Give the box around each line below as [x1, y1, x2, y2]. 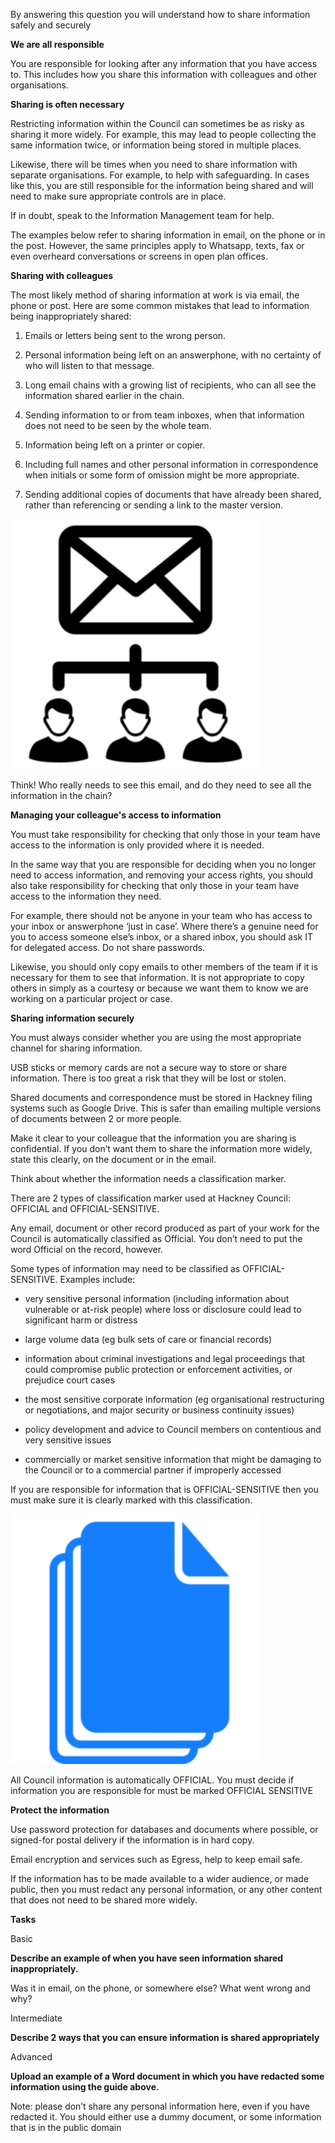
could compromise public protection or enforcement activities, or [24, 1364, 293, 1375]
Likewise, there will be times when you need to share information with [10, 159, 298, 170]
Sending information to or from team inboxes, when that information [24, 409, 305, 421]
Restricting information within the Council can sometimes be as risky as [10, 118, 305, 129]
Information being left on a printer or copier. [24, 439, 206, 451]
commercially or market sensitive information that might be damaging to [24, 1454, 322, 1465]
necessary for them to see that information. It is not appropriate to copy [10, 972, 305, 983]
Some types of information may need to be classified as [10, 1263, 241, 1274]
